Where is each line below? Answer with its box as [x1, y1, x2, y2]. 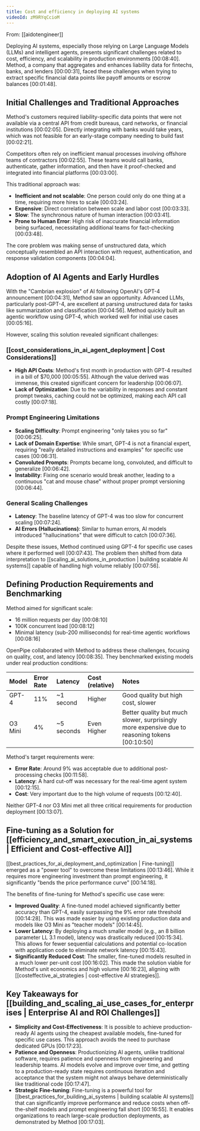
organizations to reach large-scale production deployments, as [14, 1112, 170, 1119]
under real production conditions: [6, 659, 88, 666]
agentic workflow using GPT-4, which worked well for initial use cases [6, 313, 179, 320]
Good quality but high [121, 691, 183, 699]
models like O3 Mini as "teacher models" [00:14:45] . [14, 921, 143, 928]
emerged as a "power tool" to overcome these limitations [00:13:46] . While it [6, 866, 194, 873]
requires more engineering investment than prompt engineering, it [6, 872, 168, 880]
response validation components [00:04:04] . [6, 255, 116, 262]
